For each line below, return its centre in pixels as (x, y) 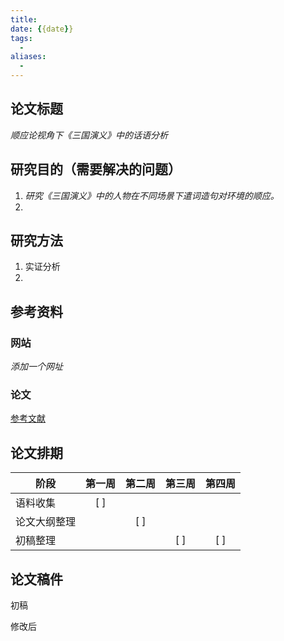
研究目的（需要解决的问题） (96, 169)
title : (24, 19)
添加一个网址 (36, 367)
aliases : (28, 57)
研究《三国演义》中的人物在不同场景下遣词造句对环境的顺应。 (152, 195)
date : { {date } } (42, 29)
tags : (21, 38)
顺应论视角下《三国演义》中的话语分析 (89, 135)
